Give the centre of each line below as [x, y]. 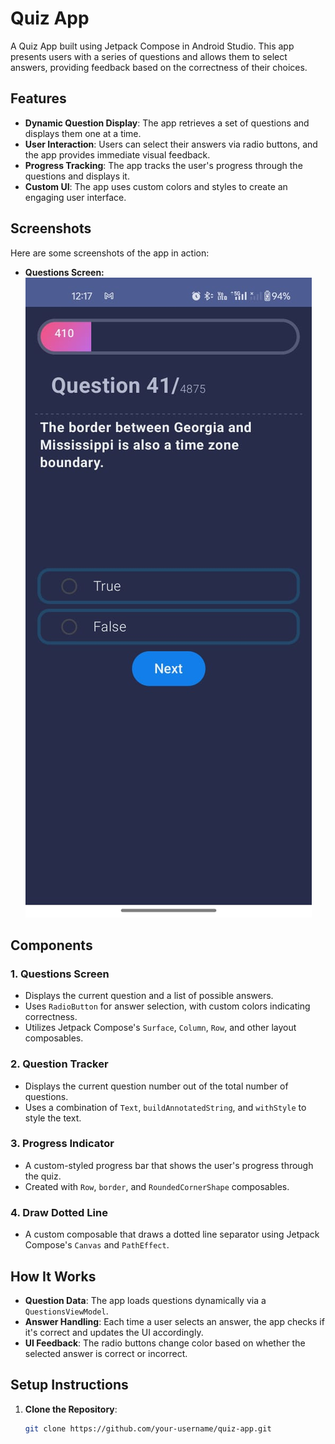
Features [38, 98]
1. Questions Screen [60, 974]
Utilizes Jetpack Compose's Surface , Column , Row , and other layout [160, 1028]
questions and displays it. [77, 176]
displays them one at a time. [83, 133]
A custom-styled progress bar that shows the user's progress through [169, 1165]
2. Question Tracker [59, 1064]
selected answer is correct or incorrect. [106, 1353]
